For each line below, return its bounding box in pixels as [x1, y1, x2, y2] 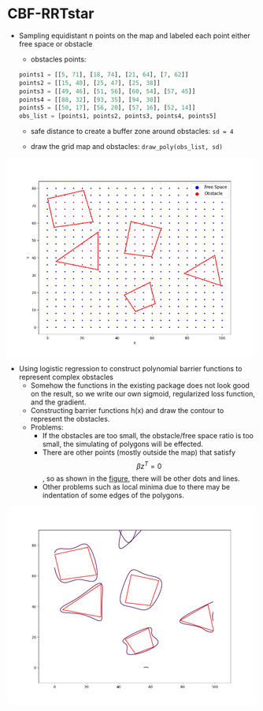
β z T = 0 [136, 460, 162, 471]
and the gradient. [30, 397, 87, 407]
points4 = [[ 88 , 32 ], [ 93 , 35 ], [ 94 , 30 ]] [18, 95, 161, 103]
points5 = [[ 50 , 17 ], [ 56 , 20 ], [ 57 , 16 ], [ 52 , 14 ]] [18, 104, 196, 112]
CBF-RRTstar [7, 5, 94, 23]
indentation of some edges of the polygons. [42, 490, 184, 501]
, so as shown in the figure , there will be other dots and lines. [42, 474, 240, 483]
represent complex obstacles [18, 372, 113, 382]
